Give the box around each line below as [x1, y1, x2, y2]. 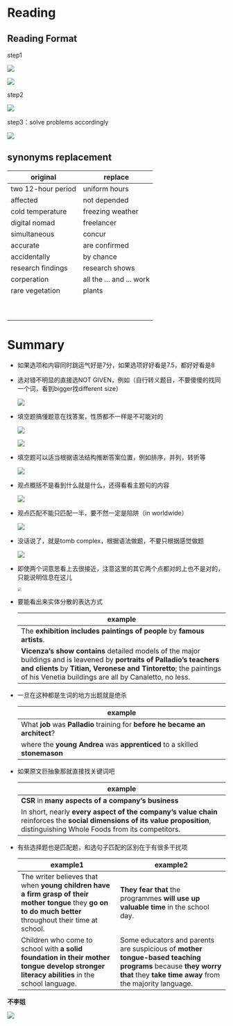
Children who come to [20, 935, 93, 945]
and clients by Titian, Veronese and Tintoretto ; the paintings [20, 663, 222, 673]
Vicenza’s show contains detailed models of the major [20, 646, 201, 655]
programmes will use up [120, 893, 200, 903]
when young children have [20, 880, 110, 890]
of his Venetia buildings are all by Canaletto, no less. [20, 672, 191, 682]
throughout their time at [20, 915, 98, 924]
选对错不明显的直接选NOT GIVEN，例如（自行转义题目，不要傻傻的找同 [17, 376, 221, 384]
